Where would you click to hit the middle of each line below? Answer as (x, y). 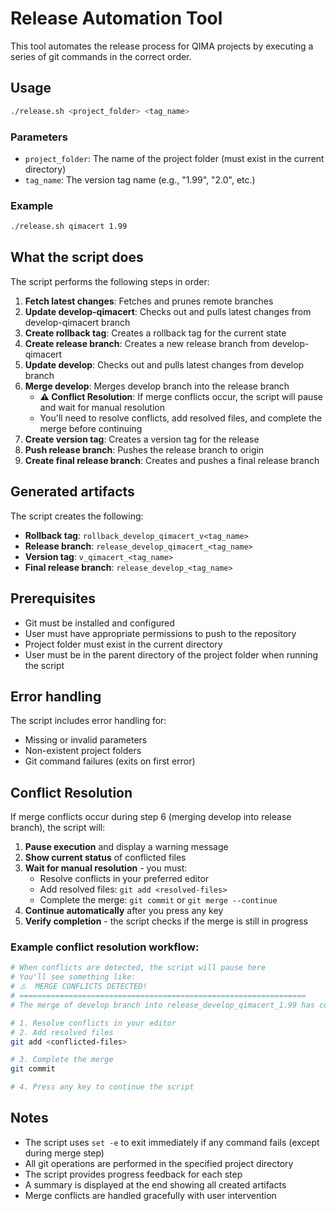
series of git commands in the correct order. (101, 56)
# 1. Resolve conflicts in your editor (93, 1023)
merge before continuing (91, 428)
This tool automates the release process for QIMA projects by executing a (162, 46)
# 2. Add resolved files (62, 1032)
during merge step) (64, 1153)
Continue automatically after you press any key (124, 911)
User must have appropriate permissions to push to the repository (160, 633)
